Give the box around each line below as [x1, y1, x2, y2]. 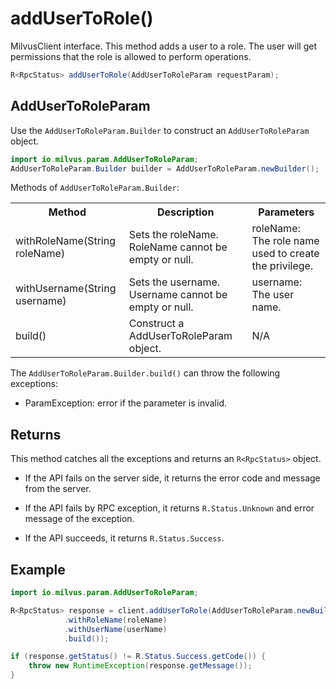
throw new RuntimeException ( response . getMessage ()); [28, 661, 253, 671]
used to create [251, 247, 320, 261]
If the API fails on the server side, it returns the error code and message [24, 472, 321, 484]
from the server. [24, 483, 92, 495]
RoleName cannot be [128, 240, 228, 254]
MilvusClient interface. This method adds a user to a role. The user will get [10, 40, 317, 52]
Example [10, 561, 66, 578]
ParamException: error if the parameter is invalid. [24, 397, 228, 409]
